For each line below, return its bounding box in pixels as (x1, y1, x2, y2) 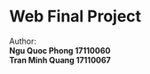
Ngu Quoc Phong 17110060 (9, 45, 111, 55)
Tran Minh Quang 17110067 (9, 54, 111, 65)
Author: (9, 36, 37, 46)
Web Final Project (9, 6, 142, 27)
